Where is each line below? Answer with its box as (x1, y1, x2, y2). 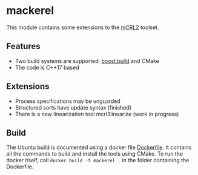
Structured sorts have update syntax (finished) (15, 104, 132, 111)
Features (6, 41, 41, 51)
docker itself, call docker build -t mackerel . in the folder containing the (6, 157, 190, 164)
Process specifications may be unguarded (15, 97, 121, 105)
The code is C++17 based (15, 64, 79, 71)
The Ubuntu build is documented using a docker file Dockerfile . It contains (6, 144, 192, 151)
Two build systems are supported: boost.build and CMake (15, 57, 159, 64)
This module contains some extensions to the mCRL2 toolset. (6, 24, 159, 31)
